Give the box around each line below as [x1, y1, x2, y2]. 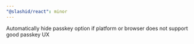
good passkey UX [6, 31, 50, 38]
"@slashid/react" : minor [6, 8, 68, 15]
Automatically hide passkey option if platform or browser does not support [6, 25, 188, 32]
